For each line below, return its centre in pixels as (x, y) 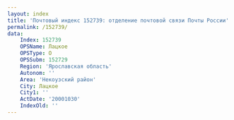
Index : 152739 (41, 40)
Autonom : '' (37, 73)
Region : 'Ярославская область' (66, 66)
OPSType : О (36, 54)
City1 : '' (35, 92)
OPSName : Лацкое (44, 47)
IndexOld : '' (39, 106)
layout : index (28, 14)
